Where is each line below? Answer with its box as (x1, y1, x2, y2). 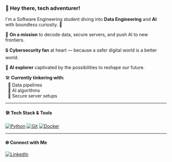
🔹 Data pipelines (7, 82, 42, 88)
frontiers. (5, 37, 25, 43)
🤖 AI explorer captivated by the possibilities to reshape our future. (5, 64, 145, 71)
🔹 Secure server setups (7, 93, 57, 99)
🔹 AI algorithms (7, 87, 40, 94)
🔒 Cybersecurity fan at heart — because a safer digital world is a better (5, 47, 157, 53)
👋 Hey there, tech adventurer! (5, 5, 80, 12)
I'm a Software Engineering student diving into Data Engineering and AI (5, 16, 157, 22)
